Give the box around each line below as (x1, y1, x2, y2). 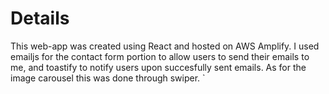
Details (10, 7, 70, 30)
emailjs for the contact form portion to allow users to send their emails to (10, 50, 310, 62)
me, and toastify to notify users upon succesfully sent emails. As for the (10, 61, 307, 73)
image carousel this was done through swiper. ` (10, 72, 206, 84)
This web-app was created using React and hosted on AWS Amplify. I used (10, 40, 320, 52)
